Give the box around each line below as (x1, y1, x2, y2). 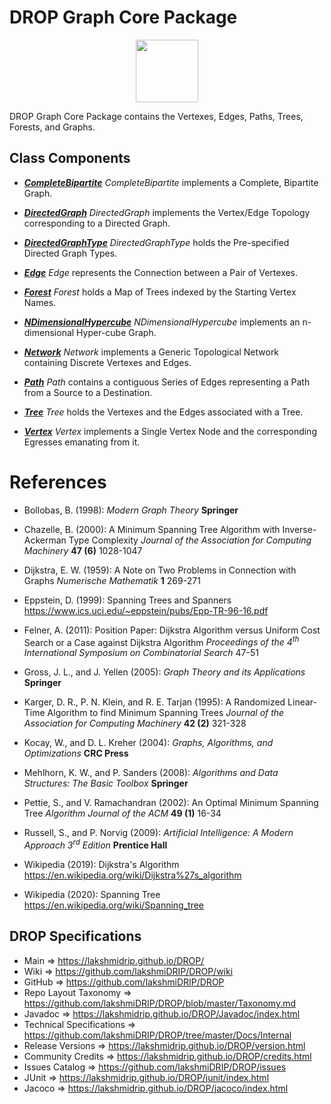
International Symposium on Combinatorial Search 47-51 (23, 647, 259, 659)
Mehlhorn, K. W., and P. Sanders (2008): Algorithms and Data (23, 767, 279, 779)
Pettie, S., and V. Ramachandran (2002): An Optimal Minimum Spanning (23, 797, 319, 809)
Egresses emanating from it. (23, 436, 141, 448)
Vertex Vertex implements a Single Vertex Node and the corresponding (23, 425, 317, 437)
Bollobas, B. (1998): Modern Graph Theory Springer (23, 504, 239, 516)
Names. (23, 296, 57, 308)
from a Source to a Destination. (23, 386, 153, 398)
